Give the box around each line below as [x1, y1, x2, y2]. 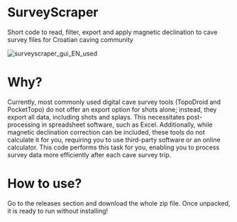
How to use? [7, 176, 82, 192]
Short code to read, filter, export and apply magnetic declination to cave [7, 28, 218, 36]
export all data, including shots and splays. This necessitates [7, 112, 186, 121]
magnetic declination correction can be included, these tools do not [7, 127, 206, 136]
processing [7, 120, 40, 129]
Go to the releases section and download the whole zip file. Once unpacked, [7, 199, 231, 207]
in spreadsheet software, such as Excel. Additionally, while [41, 120, 213, 129]
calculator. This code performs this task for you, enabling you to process [7, 143, 220, 152]
